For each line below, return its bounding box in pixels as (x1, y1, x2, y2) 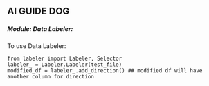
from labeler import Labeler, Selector (7, 55, 122, 63)
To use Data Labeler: (7, 42, 66, 50)
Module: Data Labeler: (7, 24, 73, 33)
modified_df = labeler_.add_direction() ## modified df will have (7, 67, 203, 74)
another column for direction (7, 74, 95, 80)
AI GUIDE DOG (7, 6, 70, 17)
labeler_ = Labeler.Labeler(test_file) (7, 61, 122, 68)
